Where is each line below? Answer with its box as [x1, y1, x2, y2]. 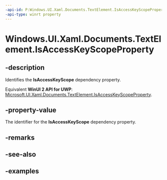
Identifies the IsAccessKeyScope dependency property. [5, 76, 121, 82]
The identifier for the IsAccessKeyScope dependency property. [5, 119, 137, 125]
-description [5, 63, 45, 72]
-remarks [5, 133, 35, 142]
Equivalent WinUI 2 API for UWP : [5, 86, 73, 92]
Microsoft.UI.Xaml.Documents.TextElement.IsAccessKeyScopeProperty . [5, 91, 153, 97]
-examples [5, 167, 39, 176]
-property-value [5, 106, 57, 114]
